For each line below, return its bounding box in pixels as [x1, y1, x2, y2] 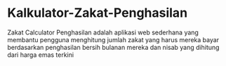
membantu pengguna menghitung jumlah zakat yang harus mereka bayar [7, 35, 220, 44]
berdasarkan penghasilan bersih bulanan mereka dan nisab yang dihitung [7, 43, 220, 51]
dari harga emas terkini [7, 51, 74, 59]
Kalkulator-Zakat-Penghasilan [7, 5, 188, 21]
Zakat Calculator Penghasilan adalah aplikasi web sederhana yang [7, 28, 199, 37]
